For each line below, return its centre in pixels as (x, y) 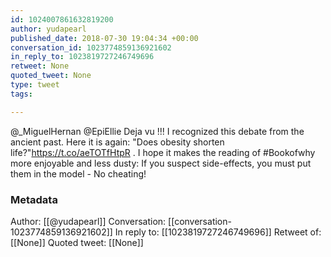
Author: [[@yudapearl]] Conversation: (88, 221)
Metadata (34, 199)
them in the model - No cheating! (78, 173)
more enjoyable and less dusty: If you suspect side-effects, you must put (161, 163)
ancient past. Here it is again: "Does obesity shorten (117, 142)
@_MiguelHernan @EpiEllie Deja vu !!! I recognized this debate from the (157, 131)
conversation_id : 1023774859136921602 (91, 47)
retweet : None (40, 66)
